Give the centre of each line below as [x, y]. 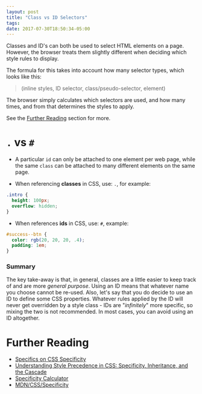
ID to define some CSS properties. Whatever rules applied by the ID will [95, 299]
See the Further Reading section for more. [58, 118]
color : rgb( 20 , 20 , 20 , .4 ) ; [48, 240]
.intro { [17, 195]
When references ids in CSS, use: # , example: [72, 223]
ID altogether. [23, 318]
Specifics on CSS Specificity [50, 359]
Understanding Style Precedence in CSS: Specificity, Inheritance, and [101, 366]
